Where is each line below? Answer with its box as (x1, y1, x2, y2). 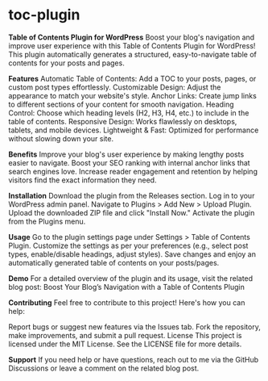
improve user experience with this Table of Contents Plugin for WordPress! (8, 40, 256, 50)
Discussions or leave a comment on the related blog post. (8, 363, 200, 373)
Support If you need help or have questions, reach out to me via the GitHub (8, 354, 259, 364)
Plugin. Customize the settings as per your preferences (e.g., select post (8, 241, 249, 250)
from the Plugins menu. (8, 216, 86, 226)
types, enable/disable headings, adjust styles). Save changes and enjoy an (8, 249, 256, 259)
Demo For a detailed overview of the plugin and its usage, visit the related (8, 273, 254, 283)
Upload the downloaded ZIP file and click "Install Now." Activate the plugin (8, 207, 255, 217)
